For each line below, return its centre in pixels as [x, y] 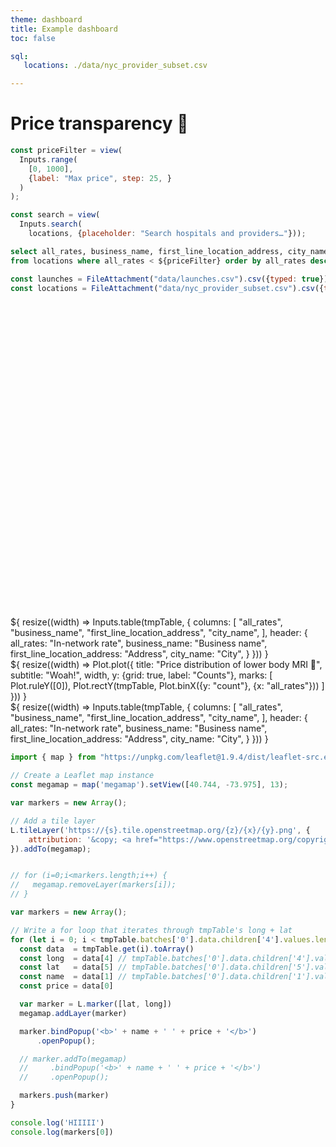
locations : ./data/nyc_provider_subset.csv [115, 66]
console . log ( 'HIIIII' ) [57, 1122]
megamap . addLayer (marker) [73, 1013]
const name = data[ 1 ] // [73, 977]
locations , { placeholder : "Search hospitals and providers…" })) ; [167, 234]
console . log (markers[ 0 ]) [62, 1132]
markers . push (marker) [64, 1096]
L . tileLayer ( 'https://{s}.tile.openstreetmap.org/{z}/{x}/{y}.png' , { [160, 830]
